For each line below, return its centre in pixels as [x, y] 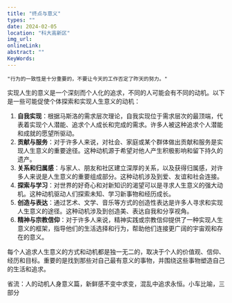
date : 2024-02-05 [32, 26]
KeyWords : [21, 59]
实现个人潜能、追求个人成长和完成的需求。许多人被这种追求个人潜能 [126, 125]
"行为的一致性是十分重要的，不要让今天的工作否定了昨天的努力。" [87, 79]
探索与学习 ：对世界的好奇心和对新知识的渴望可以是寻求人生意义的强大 [117, 185]
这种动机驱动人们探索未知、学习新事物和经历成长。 [102, 194]
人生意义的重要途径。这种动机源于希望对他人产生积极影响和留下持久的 [123, 150]
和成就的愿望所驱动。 [47, 133]
